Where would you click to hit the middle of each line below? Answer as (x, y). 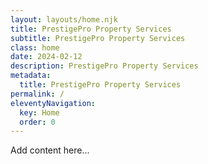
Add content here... (50, 150)
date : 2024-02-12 (46, 57)
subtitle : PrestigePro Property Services (98, 38)
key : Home (39, 112)
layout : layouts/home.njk (64, 19)
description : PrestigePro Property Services (104, 66)
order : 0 (37, 122)
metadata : (31, 76)
